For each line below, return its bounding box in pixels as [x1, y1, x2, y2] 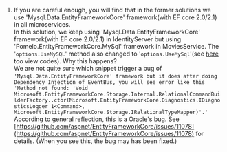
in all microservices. [13, 21, 71, 28]
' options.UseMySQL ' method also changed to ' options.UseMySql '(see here [13, 50, 219, 58]
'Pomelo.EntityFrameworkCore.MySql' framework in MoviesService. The [13, 43, 219, 50]
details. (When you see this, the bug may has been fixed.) [13, 137, 177, 145]
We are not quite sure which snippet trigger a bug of [13, 65, 162, 72]
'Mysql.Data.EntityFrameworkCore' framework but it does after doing [13, 73, 218, 80]
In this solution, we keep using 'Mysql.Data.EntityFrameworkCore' [13, 28, 201, 36]
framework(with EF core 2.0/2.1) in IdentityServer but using [13, 35, 182, 43]
